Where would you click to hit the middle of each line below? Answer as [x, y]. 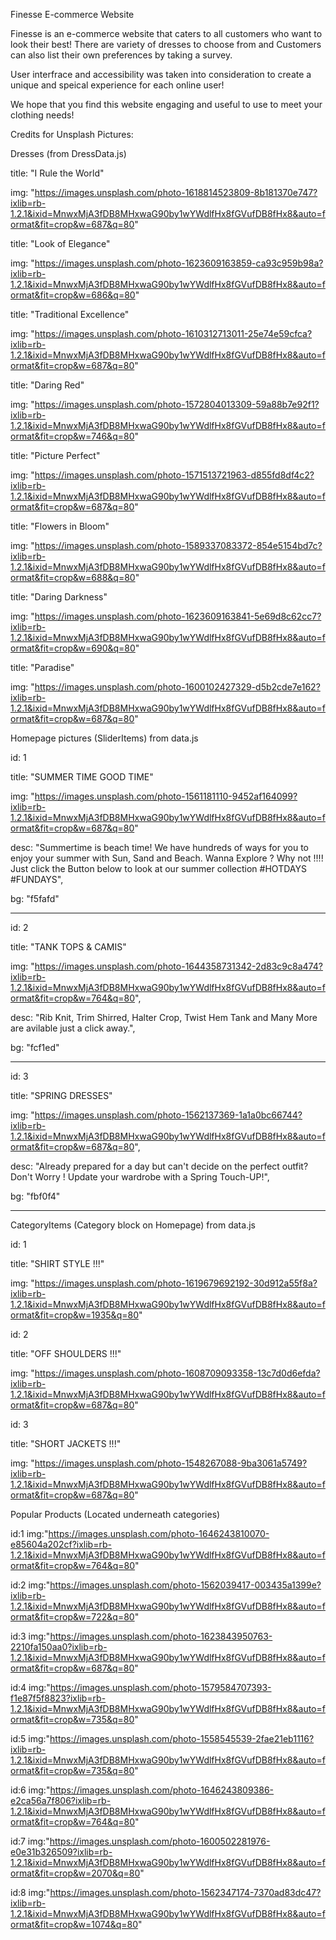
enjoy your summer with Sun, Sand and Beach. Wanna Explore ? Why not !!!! [167, 858]
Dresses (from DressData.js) [68, 153]
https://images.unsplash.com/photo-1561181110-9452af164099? [166, 796]
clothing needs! [42, 115]
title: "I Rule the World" [57, 173]
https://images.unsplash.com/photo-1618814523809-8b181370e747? [176, 192]
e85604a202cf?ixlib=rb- [61, 1544]
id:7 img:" [30, 1841]
